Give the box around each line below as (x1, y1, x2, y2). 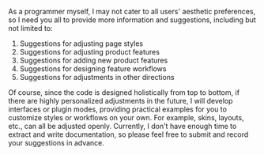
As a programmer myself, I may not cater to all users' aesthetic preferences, (8, 7, 256, 16)
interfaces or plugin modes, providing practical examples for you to (8, 104, 228, 114)
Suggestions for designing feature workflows (19, 64, 167, 74)
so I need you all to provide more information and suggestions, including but (8, 15, 257, 25)
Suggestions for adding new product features (19, 55, 168, 65)
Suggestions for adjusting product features (19, 47, 160, 56)
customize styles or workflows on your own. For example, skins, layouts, (8, 113, 244, 122)
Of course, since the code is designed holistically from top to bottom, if (8, 88, 239, 97)
